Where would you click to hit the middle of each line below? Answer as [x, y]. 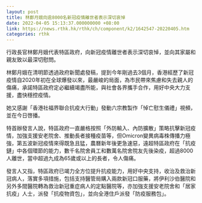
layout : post [23, 12]
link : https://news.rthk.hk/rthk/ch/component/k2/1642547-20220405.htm [98, 29]
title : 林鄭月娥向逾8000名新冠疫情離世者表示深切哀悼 [66, 17]
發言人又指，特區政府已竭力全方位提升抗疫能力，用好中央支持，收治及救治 [98, 171]
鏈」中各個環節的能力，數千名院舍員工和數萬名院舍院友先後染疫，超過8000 [100, 151]
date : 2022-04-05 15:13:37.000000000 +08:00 [63, 23]
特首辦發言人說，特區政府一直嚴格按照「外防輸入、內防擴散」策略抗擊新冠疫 [101, 128]
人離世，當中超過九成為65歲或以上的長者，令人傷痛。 [73, 158]
